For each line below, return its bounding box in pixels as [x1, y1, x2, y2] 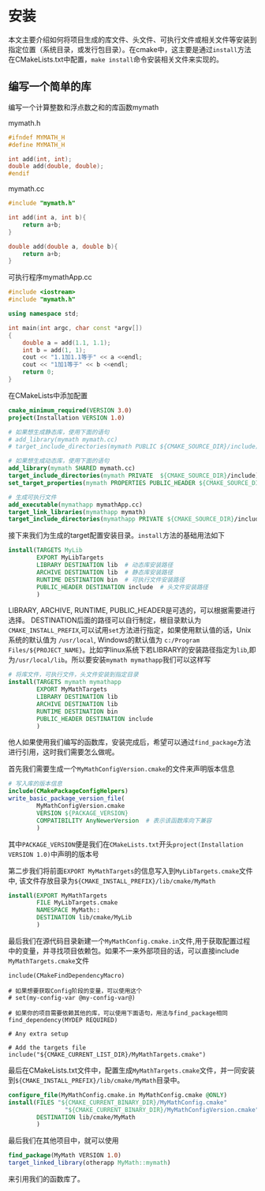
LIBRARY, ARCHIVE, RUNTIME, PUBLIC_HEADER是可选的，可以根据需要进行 [8, 606, 256, 615]
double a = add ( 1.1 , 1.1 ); [22, 339, 111, 347]
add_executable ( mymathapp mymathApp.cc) [8, 501, 144, 509]
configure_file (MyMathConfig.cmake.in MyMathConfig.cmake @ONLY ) [8, 1091, 227, 1099]
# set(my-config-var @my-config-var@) [8, 994, 136, 1001]
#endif [8, 170, 30, 178]
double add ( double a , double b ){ [8, 242, 118, 250]
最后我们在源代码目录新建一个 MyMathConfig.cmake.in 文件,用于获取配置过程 [8, 936, 251, 945]
